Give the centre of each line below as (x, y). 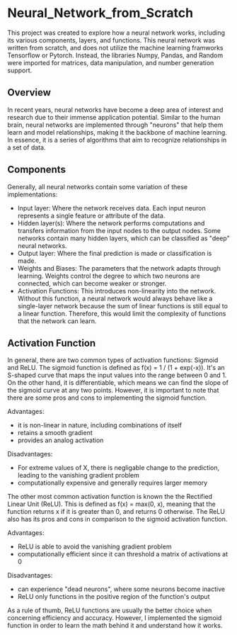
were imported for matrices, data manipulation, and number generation (111, 62)
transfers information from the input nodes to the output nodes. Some (119, 230)
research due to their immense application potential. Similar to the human (114, 117)
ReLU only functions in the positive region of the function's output (114, 597)
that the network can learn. (57, 321)
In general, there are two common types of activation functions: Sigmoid (113, 360)
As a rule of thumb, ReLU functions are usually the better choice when (110, 610)
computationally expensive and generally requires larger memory (112, 483)
